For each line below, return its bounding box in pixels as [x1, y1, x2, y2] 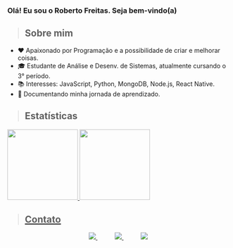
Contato [24, 213, 61, 225]
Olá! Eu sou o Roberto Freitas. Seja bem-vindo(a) [7, 6, 177, 15]
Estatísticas [24, 110, 78, 122]
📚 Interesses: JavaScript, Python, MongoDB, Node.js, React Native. [17, 80, 215, 88]
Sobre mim [24, 27, 74, 39]
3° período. [17, 71, 51, 80]
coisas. [17, 54, 39, 62]
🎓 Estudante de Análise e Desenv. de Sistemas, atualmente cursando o [17, 61, 227, 70]
